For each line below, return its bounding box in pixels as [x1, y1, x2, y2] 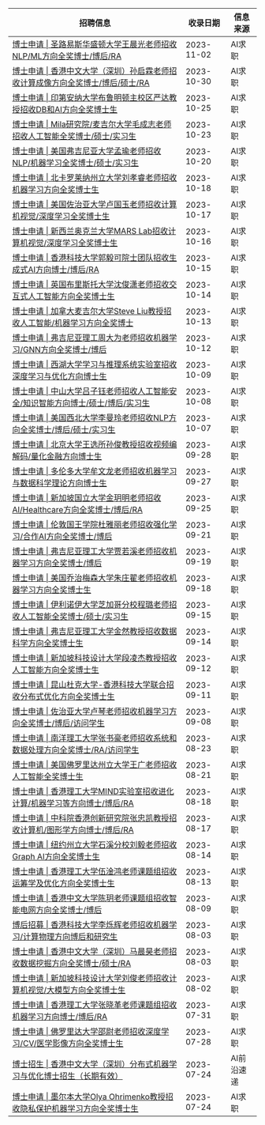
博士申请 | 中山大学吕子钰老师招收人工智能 [12, 386, 170, 396]
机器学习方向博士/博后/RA [12, 1011, 108, 1022]
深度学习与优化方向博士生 [12, 371, 108, 382]
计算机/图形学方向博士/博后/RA [20, 825, 134, 835]
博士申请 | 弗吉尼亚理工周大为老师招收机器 [12, 332, 170, 343]
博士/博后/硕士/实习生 [35, 425, 116, 435]
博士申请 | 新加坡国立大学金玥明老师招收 [12, 493, 162, 503]
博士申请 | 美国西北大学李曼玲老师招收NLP [12, 413, 170, 423]
